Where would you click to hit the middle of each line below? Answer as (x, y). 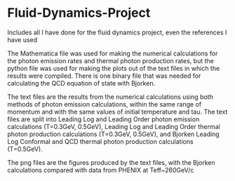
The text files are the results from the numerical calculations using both (110, 97)
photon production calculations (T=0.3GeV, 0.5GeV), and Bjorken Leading (113, 134)
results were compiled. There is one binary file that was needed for (104, 76)
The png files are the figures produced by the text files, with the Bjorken (111, 162)
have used (22, 39)
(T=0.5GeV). (25, 149)
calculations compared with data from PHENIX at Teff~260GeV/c (101, 170)
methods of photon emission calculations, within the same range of (105, 104)
